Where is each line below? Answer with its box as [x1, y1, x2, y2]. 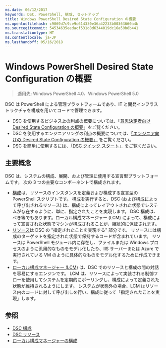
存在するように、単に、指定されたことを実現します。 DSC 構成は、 [21, 208, 158, 214]
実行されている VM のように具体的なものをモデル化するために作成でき [12, 252, 157, 258]
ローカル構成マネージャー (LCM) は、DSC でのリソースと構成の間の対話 [12, 264, 159, 270]
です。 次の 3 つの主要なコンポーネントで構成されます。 [9, 179, 124, 185]
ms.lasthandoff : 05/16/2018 [5, 40, 63, 45]
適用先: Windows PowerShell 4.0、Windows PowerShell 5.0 [17, 90, 139, 96]
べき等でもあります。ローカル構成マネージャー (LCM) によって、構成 [12, 214, 153, 220]
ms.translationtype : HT [5, 30, 55, 35]
